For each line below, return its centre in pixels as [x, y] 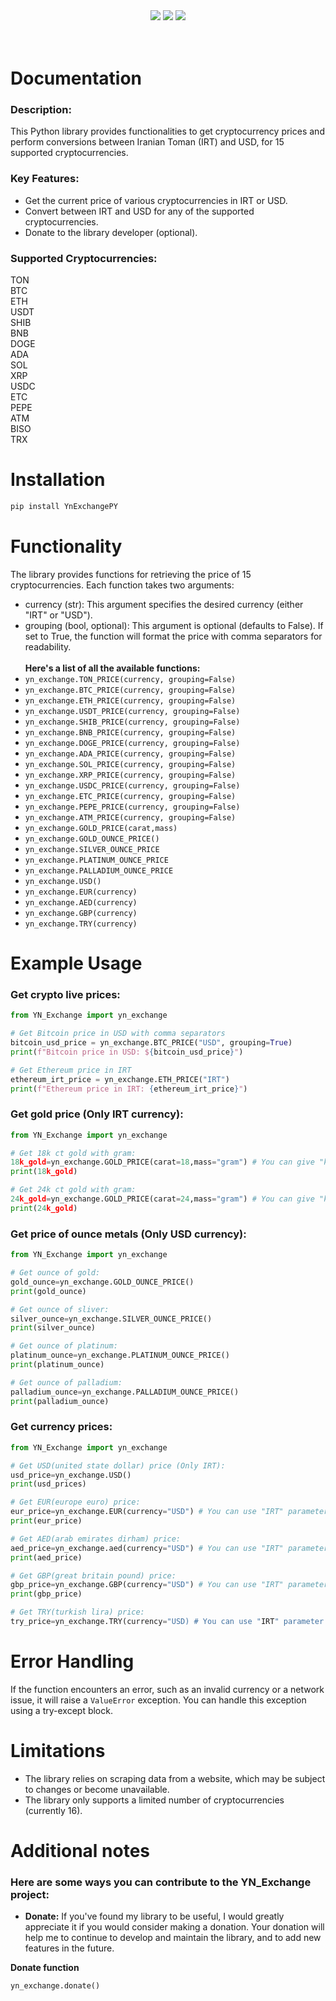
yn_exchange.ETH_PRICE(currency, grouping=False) [130, 700]
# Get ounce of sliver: [60, 1309]
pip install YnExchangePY [64, 507]
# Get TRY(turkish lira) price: [77, 1612]
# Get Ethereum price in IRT [71, 1070]
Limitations [58, 1751]
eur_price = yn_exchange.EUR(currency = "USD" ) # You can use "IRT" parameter [169, 1512]
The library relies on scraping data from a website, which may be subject [175, 1778]
